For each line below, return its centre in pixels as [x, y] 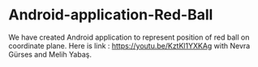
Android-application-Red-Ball [111, 15]
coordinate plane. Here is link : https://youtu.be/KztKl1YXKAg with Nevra [129, 45]
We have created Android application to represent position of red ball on [129, 37]
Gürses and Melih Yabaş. [50, 54]
